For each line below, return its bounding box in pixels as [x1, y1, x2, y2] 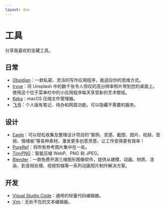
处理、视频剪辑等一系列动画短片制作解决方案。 [34, 163, 130, 168]
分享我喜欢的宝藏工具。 [5, 47, 53, 53]
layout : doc [5, 7, 30, 12]
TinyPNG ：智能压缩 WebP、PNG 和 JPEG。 [12, 150, 102, 156]
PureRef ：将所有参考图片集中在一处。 [12, 144, 90, 150]
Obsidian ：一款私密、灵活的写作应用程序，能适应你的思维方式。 [12, 77, 144, 83]
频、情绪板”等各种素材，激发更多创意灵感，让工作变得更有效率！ [12, 138, 145, 144]
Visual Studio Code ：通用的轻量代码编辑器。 [12, 193, 104, 198]
